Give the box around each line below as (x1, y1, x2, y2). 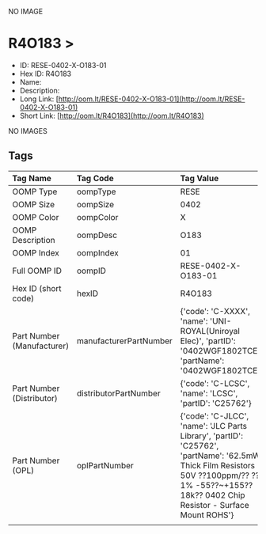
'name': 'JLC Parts (180, 420, 248, 431)
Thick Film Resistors (180, 460, 256, 471)
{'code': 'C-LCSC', (180, 377, 250, 388)
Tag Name (12, 172, 51, 184)
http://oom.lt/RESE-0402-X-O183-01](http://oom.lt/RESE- (58, 94, 245, 104)
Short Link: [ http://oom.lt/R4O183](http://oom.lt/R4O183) (19, 111, 204, 120)
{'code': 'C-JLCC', (180, 411, 249, 422)
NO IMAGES (8, 126, 47, 135)
